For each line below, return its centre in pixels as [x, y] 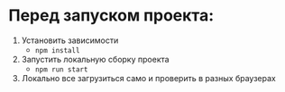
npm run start [61, 69]
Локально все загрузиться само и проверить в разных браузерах [148, 78]
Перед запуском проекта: [111, 16]
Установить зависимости [70, 40]
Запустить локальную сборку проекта [95, 59]
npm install [57, 50]
